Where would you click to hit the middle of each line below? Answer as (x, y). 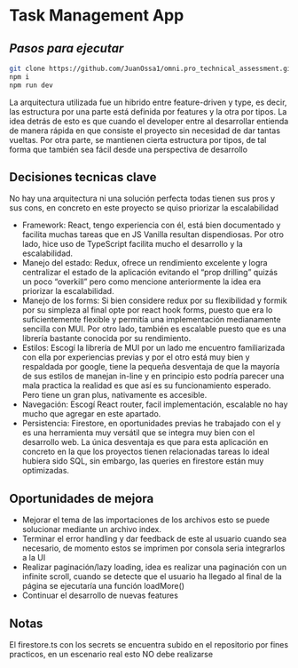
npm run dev (31, 85)
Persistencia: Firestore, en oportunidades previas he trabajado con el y (151, 424)
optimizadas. (45, 471)
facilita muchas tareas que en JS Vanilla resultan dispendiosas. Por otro (153, 235)
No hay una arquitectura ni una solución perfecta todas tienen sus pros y (142, 199)
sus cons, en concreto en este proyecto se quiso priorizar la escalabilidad (144, 208)
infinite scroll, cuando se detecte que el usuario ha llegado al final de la (152, 577)
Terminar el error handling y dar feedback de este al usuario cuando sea (154, 539)
